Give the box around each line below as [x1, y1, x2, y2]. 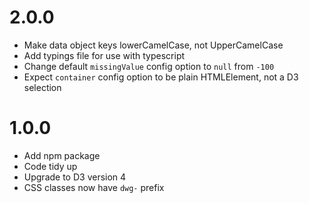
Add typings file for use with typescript [23, 49, 186, 61]
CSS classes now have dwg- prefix [23, 181, 165, 193]
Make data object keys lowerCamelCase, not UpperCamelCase [23, 39, 284, 51]
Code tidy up [23, 160, 78, 172]
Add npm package [23, 149, 101, 161]
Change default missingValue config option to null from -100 [23, 60, 275, 72]
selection [23, 81, 62, 93]
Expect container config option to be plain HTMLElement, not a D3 [23, 71, 299, 83]
